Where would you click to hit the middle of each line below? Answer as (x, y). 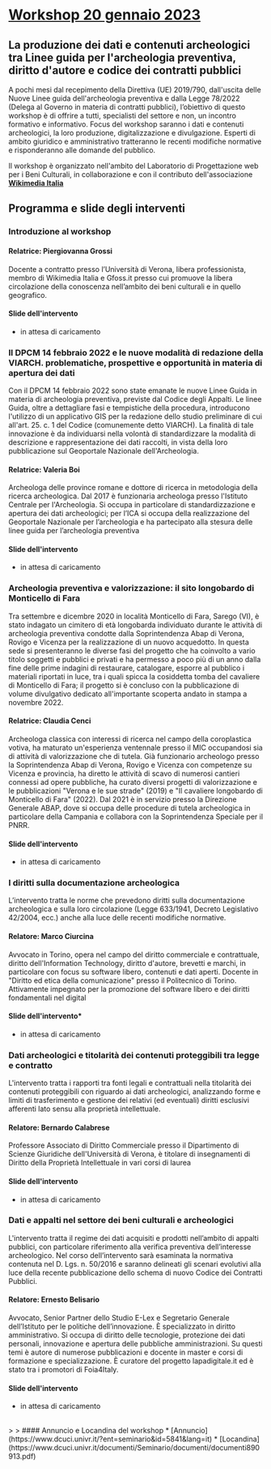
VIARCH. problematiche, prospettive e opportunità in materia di (135, 363)
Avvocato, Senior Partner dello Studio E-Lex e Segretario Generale (119, 1318)
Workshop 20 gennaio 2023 (104, 15)
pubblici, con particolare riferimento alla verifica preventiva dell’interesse (130, 1247)
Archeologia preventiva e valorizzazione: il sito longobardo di (131, 588)
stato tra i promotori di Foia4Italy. (64, 1370)
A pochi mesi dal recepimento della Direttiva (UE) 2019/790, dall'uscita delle (135, 90)
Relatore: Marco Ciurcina (51, 937)
